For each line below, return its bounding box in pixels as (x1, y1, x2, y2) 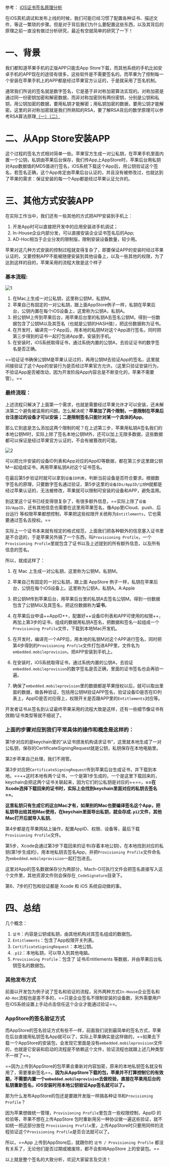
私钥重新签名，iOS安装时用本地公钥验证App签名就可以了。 (5, 1082, 127, 1088)
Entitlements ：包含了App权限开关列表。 (12, 937, 97, 943)
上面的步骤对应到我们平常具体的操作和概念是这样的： (5, 726, 134, 733)
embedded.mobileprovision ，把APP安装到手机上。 (12, 649, 116, 655)
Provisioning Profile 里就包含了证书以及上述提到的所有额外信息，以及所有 (5, 541, 161, 547)
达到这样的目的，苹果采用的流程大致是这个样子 (5, 259, 102, 266)
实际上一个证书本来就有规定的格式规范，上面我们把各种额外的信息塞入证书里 (5, 528, 164, 534)
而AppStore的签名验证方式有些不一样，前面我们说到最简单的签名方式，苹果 (5, 1027, 161, 1033)
